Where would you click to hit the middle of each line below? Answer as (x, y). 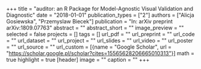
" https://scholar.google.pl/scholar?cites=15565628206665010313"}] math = (100, 53)
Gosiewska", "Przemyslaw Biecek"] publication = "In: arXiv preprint (90, 21)
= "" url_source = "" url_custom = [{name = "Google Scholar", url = (89, 47)
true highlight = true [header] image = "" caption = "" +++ (78, 60)
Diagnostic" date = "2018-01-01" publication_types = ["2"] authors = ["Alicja (100, 15)
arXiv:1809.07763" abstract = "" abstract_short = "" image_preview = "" (95, 28)
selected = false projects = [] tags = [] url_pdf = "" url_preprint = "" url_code (100, 34)
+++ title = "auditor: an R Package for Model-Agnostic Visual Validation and (100, 9)
